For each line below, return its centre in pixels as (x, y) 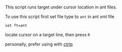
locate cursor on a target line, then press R (48, 35)
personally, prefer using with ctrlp (39, 44)
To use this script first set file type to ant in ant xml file (60, 16)
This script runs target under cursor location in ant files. (61, 7)
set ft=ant (16, 26)
